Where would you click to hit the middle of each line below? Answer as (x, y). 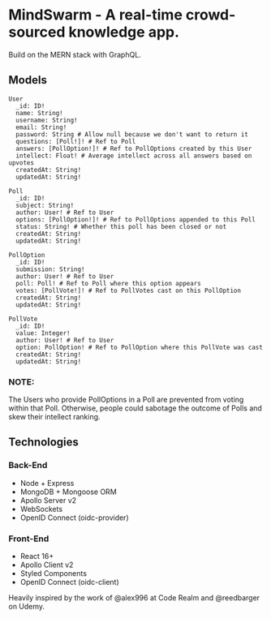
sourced (37, 32)
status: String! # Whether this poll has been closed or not (121, 226)
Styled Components (54, 574)
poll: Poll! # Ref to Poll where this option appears (108, 283)
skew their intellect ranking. (54, 417)
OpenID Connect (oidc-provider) (74, 518)
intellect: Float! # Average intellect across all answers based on (134, 156)
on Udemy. (27, 607)
